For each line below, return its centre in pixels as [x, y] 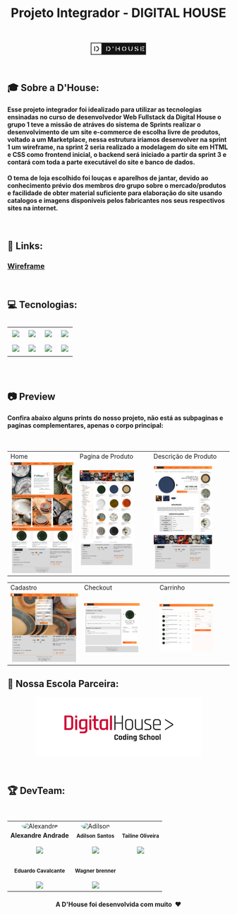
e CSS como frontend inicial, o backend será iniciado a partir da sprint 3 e [117, 154]
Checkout [98, 587]
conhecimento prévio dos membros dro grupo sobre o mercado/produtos [117, 186]
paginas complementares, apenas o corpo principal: [85, 426]
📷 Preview [31, 396]
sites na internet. [33, 208]
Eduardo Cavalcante [39, 871]
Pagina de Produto [107, 456]
